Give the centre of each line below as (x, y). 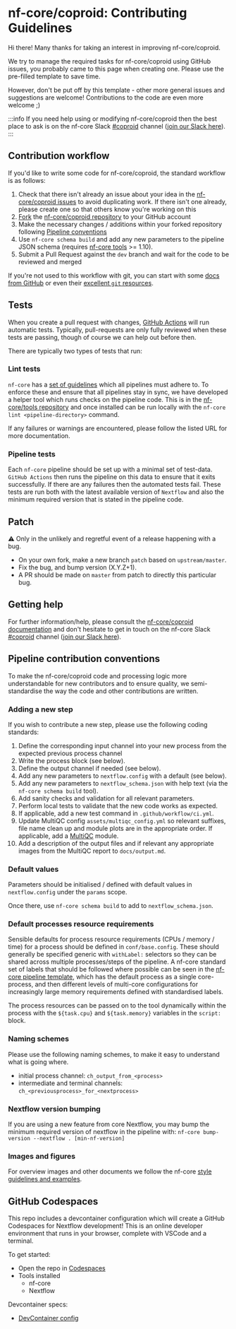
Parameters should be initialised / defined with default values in (100, 885)
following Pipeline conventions (63, 232)
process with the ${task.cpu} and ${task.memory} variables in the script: (114, 1013)
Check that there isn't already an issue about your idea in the (107, 194)
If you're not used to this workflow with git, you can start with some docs (114, 275)
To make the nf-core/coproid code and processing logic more (98, 675)
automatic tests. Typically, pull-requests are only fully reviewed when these (118, 329)
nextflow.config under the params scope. (68, 892)
